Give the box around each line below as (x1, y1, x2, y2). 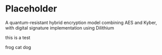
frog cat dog (5, 44, 31, 50)
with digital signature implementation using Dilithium (5, 24, 114, 30)
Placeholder (5, 3, 57, 14)
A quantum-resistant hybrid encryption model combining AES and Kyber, (5, 19, 157, 25)
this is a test (5, 34, 30, 40)
